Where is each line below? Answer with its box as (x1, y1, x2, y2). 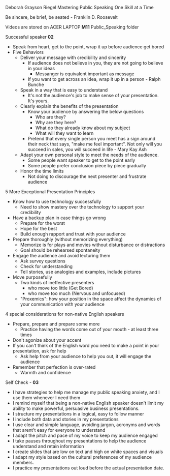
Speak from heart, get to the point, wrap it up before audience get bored (12, 44, 164, 50)
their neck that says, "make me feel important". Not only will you (27, 141, 162, 147)
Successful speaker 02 (5, 34, 54, 40)
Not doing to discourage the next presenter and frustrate (27, 173, 147, 180)
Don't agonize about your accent (12, 337, 82, 343)
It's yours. (27, 98, 49, 104)
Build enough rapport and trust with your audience (20, 231, 126, 237)
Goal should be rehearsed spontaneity (20, 247, 100, 253)
